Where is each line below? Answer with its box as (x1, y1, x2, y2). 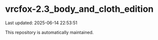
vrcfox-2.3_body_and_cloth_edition (5, 3, 154, 15)
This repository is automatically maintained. (5, 29, 94, 35)
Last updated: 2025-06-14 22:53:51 (5, 20, 78, 26)
